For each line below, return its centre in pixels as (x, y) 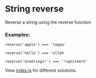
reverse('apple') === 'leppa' (36, 45)
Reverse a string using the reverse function (48, 22)
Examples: (18, 35)
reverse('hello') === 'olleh (34, 53)
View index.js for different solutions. (41, 70)
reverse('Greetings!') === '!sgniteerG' (47, 62)
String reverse (34, 9)
